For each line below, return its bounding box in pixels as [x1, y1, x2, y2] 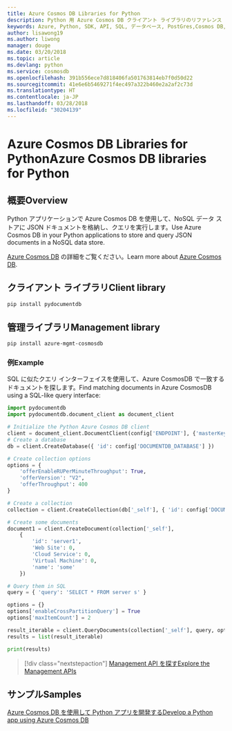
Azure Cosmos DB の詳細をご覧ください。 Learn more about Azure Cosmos [7, 252, 222, 260]
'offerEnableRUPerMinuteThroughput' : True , [19, 468, 147, 475]
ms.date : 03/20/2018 [7, 49, 67, 56]
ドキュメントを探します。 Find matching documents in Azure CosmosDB [7, 383, 212, 392]
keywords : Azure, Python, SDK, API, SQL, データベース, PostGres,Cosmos [7, 23, 214, 30]
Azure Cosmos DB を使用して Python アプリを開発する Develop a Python [7, 708, 213, 716]
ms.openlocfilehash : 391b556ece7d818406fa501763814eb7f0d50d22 [7, 74, 193, 82]
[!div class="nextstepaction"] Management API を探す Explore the [23, 659, 211, 667]
